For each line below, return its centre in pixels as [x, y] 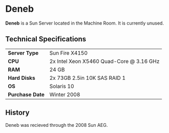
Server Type [23, 53]
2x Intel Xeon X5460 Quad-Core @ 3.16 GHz [104, 61]
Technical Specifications [46, 39]
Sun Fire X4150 [69, 53]
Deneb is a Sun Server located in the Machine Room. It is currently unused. [84, 23]
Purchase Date [26, 94]
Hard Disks [22, 78]
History [17, 113]
